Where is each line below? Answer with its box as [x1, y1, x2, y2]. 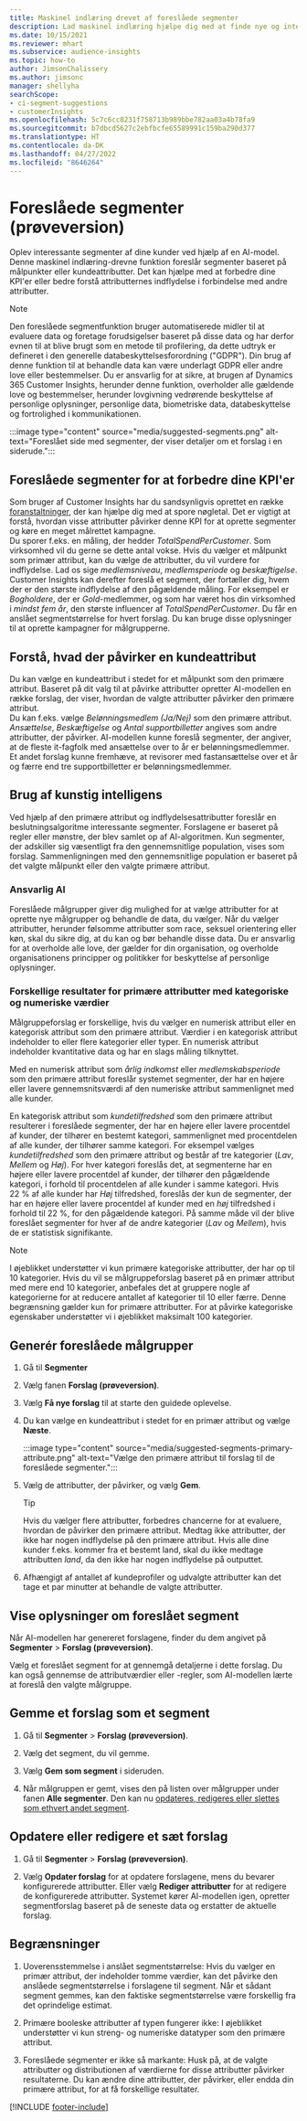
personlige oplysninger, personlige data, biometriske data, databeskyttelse [9, 399, 291, 410]
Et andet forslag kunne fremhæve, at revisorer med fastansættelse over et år [9, 751, 298, 762]
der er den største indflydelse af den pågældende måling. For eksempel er [9, 584, 290, 595]
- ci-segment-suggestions [9, 98, 108, 108]
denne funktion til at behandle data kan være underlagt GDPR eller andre [9, 360, 283, 371]
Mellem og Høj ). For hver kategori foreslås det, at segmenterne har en [9, 1159, 272, 1170]
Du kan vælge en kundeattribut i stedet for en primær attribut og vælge [22, 1415, 291, 1426]
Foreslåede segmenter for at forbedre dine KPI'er [9, 472, 295, 487]
